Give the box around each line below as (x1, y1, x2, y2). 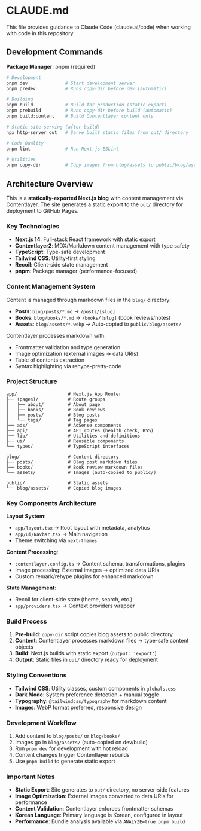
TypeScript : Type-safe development (14, 249, 105, 256)
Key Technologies (6, 222, 60, 230)
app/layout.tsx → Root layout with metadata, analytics (14, 524, 150, 531)
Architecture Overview (6, 179, 93, 189)
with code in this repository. (6, 29, 75, 36)
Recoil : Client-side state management (14, 261, 108, 268)
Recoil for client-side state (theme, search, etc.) (14, 596, 133, 603)
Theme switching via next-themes (14, 537, 98, 544)
